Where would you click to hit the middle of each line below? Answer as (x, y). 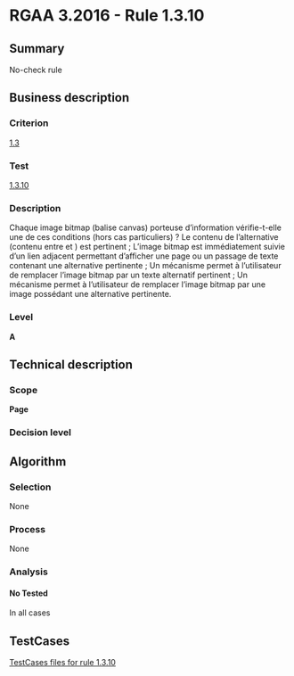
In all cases (30, 613)
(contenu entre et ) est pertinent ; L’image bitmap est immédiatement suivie (147, 247)
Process (28, 529)
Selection (30, 487)
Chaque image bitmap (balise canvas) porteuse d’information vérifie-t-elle (146, 227)
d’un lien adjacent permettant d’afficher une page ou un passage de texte (144, 256)
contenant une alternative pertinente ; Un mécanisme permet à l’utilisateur (146, 266)
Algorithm (38, 462)
